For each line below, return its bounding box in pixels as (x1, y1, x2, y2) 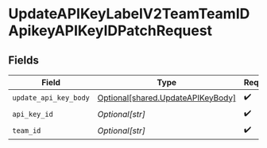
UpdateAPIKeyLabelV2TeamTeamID (8, 5, 250, 23)
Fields (8, 53, 40, 67)
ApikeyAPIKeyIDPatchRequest (8, 21, 213, 40)
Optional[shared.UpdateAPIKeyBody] (97, 92, 237, 103)
